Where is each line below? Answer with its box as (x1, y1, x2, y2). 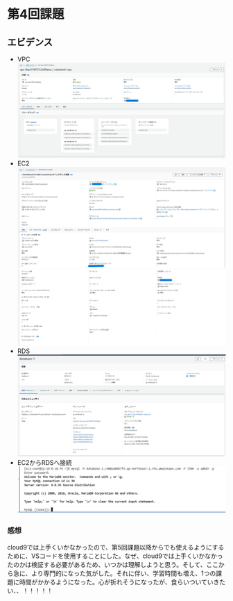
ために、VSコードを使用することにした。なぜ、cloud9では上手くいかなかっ (7, 552, 223, 560)
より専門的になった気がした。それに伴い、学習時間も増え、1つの (31, 569, 216, 577)
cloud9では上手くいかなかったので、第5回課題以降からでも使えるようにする (7, 543, 225, 551)
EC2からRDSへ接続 (17, 458, 73, 466)
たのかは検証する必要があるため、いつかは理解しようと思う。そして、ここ (7, 560, 218, 568)
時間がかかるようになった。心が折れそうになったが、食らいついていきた (19, 577, 226, 586)
